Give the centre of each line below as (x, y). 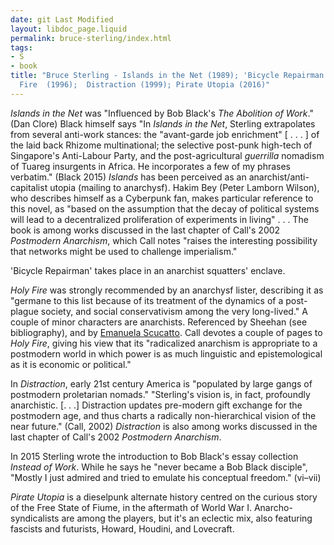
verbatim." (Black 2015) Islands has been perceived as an (128, 177)
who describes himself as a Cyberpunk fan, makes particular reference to (162, 198)
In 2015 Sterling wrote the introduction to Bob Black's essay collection (154, 456)
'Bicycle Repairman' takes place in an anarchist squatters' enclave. (148, 270)
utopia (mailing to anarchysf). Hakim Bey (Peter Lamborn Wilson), (184, 187)
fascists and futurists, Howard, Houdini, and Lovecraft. (122, 528)
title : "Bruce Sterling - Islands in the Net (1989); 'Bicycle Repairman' (169, 76)
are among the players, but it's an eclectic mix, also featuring (187, 518)
